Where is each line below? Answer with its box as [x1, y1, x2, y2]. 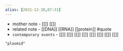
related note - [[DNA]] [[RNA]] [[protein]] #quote [12, 26, 112, 32]
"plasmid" [5, 41, 26, 46]
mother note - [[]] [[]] [12, 21, 56, 27]
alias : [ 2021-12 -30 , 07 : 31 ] [5, 7, 61, 12]
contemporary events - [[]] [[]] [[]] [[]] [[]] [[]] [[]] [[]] [12, 31, 119, 37]
